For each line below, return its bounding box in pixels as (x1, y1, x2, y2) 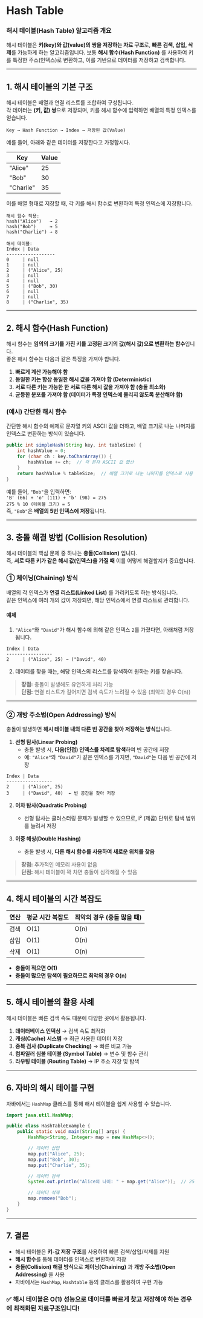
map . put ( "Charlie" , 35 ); (28, 1162, 91, 1168)
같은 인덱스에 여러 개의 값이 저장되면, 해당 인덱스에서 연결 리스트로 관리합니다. (6, 596, 190, 604)
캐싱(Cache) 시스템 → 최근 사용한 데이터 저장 (14, 1035, 123, 1042)
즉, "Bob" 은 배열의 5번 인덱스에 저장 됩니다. (6, 507, 106, 515)
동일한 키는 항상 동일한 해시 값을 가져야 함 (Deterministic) (14, 376, 152, 383)
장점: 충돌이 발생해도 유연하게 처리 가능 (21, 680, 114, 688)
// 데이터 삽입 (28, 1145, 60, 1152)
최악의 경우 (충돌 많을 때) (74, 913, 142, 921)
